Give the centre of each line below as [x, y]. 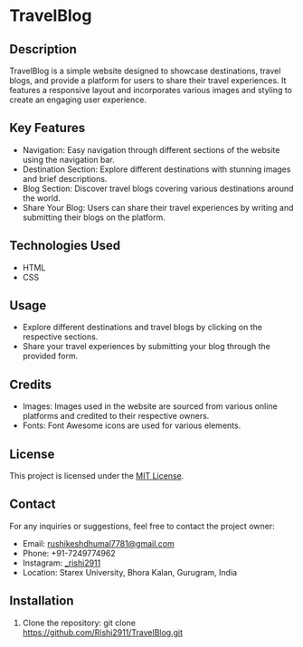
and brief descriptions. [65, 178]
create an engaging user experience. [78, 100]
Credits [31, 384]
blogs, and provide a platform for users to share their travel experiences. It [148, 81]
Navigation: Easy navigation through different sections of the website [151, 149]
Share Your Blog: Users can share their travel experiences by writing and [158, 207]
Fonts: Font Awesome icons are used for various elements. [132, 425]
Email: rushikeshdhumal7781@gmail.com [98, 543]
